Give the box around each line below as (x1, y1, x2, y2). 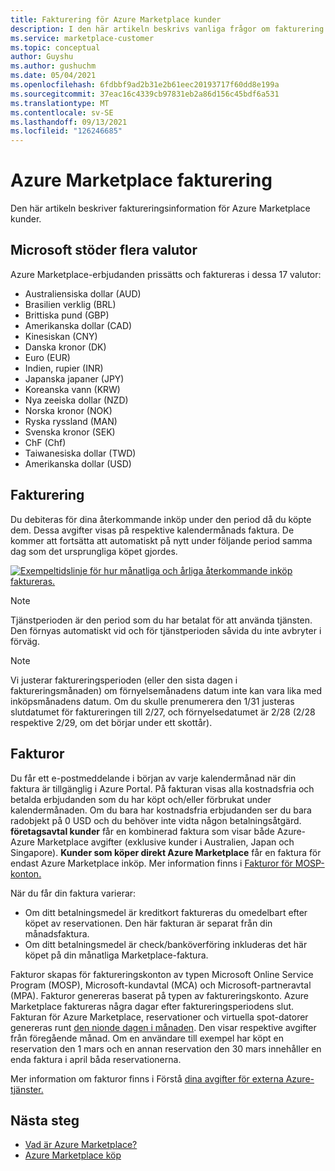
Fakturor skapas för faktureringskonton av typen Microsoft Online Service (10, 968, 314, 980)
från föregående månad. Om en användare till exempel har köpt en (10, 1032, 284, 1044)
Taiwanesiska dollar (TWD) (24, 447, 137, 459)
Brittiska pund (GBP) (24, 309, 110, 321)
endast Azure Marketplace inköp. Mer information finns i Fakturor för (10, 857, 293, 869)
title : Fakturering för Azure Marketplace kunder (10, 14, 222, 25)
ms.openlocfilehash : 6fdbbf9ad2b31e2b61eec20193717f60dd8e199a (10, 80, 280, 90)
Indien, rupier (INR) (24, 362, 104, 374)
